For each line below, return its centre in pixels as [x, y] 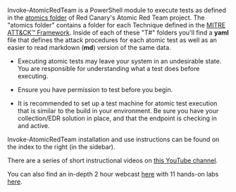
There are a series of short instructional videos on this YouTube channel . [113, 160]
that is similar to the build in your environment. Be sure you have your [118, 111]
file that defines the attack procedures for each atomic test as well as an [112, 40]
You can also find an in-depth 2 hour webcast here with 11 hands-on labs [113, 174]
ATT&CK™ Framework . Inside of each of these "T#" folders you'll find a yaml [118, 32]
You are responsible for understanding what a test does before [108, 69]
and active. [34, 126]
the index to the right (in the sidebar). [61, 147]
